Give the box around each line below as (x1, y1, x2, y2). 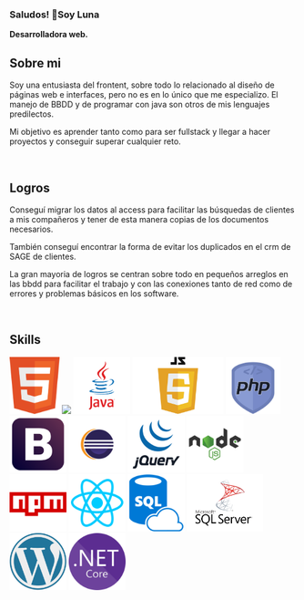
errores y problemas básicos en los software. (9, 287, 179, 299)
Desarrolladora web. (9, 29, 88, 40)
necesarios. (9, 223, 54, 234)
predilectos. (9, 109, 55, 119)
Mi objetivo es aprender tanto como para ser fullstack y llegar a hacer (9, 127, 271, 138)
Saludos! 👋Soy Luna (9, 8, 100, 21)
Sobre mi (9, 55, 62, 71)
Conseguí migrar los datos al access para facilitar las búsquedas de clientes (9, 204, 295, 215)
